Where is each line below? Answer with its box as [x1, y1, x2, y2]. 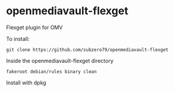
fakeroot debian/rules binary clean [6, 68, 97, 75]
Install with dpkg [6, 79, 46, 86]
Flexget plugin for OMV [6, 24, 63, 31]
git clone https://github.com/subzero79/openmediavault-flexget [6, 46, 169, 53]
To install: [6, 35, 30, 42]
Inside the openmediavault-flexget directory [6, 57, 114, 64]
